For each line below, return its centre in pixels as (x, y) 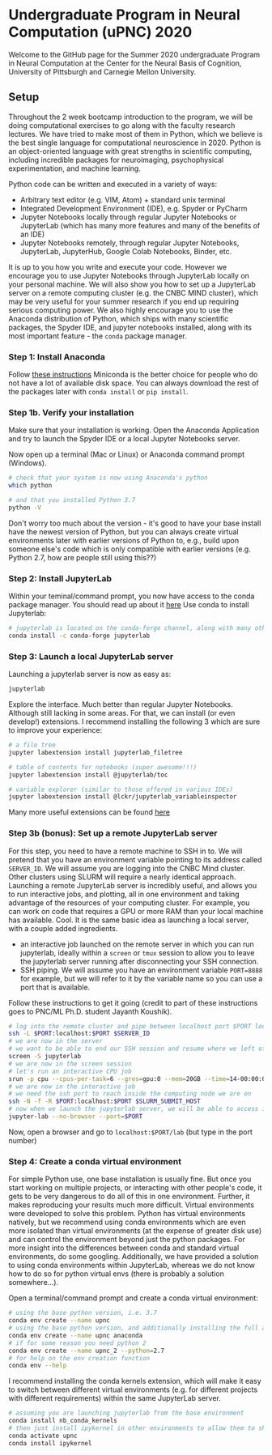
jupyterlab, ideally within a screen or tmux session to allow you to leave (137, 952)
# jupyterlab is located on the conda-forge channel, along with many (130, 628)
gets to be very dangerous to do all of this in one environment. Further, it (129, 1197)
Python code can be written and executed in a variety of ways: (113, 184)
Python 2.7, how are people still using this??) (82, 557)
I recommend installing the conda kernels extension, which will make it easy (135, 1381)
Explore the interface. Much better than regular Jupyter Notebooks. (121, 704)
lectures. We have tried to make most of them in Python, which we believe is (136, 134)
